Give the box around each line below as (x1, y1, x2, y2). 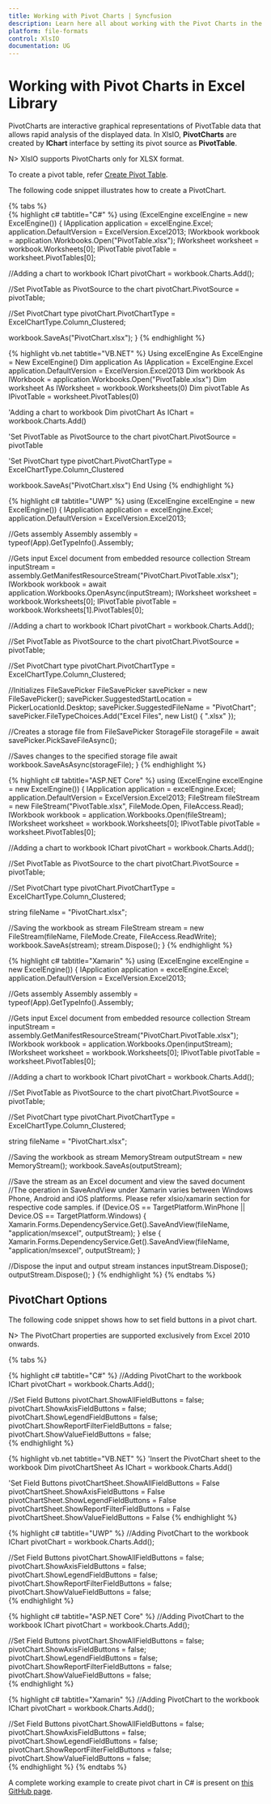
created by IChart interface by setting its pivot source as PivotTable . (8, 139, 237, 148)
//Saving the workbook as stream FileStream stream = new (8, 923, 205, 933)
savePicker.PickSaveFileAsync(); (8, 736, 117, 745)
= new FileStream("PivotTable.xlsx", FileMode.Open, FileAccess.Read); (8, 801, 244, 811)
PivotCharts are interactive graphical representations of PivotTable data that (8, 121, 261, 131)
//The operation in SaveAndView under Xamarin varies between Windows (8, 1185, 253, 1195)
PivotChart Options (8, 1293, 108, 1307)
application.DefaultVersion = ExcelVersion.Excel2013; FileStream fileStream (8, 792, 260, 803)
